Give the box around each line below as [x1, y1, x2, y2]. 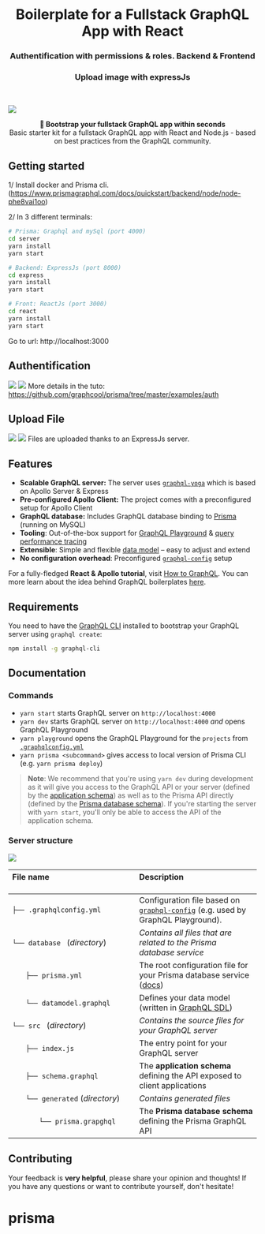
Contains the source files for [139, 1015, 244, 1026]
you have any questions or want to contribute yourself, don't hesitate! [8, 1181, 234, 1191]
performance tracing [19, 537, 88, 546]
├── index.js [25, 1044, 75, 1053]
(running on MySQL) [19, 520, 87, 529]
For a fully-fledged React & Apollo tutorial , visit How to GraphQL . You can [8, 569, 248, 578]
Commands [8, 690, 54, 701]
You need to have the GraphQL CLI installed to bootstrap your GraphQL [8, 621, 240, 630]
